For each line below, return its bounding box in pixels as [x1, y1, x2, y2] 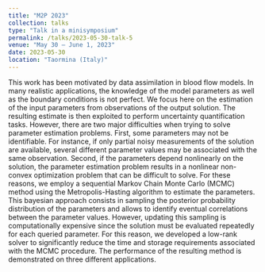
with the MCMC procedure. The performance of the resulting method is [8, 246, 242, 255]
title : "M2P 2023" [8, 11, 69, 20]
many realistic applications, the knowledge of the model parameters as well [8, 86, 255, 95]
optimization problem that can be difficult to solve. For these [33, 170, 231, 179]
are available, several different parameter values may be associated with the [8, 144, 258, 155]
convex [8, 170, 33, 179]
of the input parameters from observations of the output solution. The [8, 102, 236, 112]
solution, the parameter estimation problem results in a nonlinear [8, 162, 220, 171]
